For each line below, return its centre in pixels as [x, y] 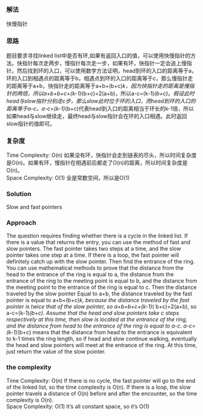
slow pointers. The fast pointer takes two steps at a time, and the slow [94, 249]
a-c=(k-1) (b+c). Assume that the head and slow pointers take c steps [93, 313]
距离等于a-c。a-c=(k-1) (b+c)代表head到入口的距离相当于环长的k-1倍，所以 [100, 108]
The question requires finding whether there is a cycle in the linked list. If [97, 236]
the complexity [29, 368]
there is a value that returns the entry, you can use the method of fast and [98, 242]
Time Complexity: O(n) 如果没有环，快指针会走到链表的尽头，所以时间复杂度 [101, 155]
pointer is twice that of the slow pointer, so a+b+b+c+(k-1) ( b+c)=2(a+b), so [101, 306]
